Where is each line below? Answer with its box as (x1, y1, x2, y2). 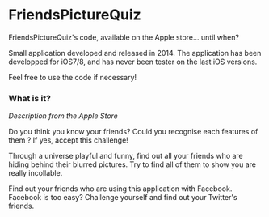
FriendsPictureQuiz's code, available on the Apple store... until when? (8, 32, 240, 42)
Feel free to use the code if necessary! (8, 72, 137, 82)
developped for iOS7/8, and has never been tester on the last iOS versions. (8, 57, 258, 66)
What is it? (8, 92, 51, 104)
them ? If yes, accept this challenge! (8, 135, 129, 145)
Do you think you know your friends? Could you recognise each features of (8, 127, 258, 137)
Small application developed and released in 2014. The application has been (8, 48, 262, 57)
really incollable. (8, 168, 63, 178)
